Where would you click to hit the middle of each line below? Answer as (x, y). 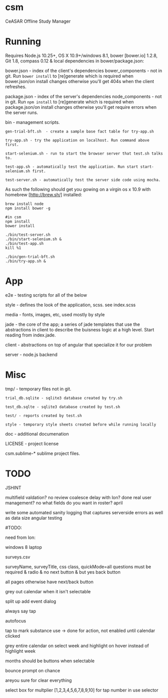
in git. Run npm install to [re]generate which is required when (70, 102)
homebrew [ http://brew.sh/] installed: (44, 194)
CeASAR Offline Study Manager (38, 21)
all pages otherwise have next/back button (50, 582)
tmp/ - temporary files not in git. (38, 389)
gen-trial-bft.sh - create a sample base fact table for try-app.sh (80, 131)
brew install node (24, 204)
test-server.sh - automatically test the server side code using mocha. (83, 180)
